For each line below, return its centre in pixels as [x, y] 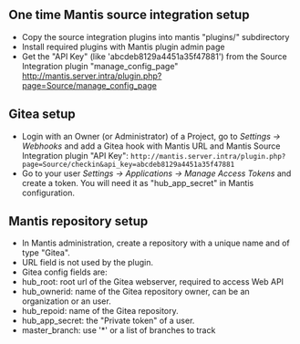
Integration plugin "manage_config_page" [100, 66]
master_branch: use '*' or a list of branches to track [119, 330]
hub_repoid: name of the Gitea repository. [100, 311]
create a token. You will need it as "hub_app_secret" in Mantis [138, 182]
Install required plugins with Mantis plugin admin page [123, 47]
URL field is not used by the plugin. [88, 263]
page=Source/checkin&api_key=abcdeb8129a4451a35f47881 [128, 164]
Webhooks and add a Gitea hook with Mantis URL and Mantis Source [151, 146]
